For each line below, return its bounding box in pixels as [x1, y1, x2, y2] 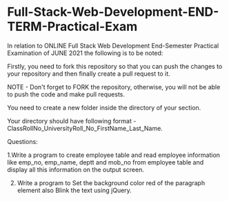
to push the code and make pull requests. [7, 90, 126, 98]
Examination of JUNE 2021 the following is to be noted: [7, 49, 163, 57]
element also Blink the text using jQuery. [17, 186, 132, 194]
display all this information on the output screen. [7, 165, 145, 173]
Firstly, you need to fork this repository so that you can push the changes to [7, 62, 223, 70]
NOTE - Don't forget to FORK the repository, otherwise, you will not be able [7, 83, 221, 91]
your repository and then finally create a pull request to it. [7, 70, 170, 78]
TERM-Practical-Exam [7, 19, 138, 34]
